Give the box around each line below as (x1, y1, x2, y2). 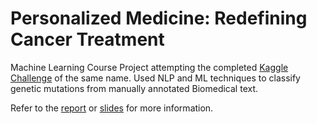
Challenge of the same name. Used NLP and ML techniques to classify (10, 72, 301, 84)
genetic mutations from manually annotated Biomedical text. (10, 82, 259, 94)
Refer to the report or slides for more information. (10, 102, 214, 114)
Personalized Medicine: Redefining (10, 7, 308, 30)
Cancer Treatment (10, 28, 165, 51)
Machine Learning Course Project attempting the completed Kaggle (10, 61, 289, 73)
